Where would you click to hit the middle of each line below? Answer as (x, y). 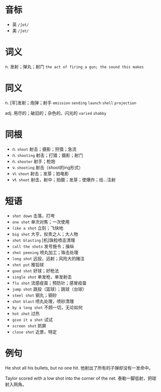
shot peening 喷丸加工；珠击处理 (45, 252)
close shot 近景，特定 (34, 332)
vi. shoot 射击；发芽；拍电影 (40, 174)
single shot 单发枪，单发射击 (42, 277)
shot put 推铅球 (28, 264)
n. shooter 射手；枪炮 (34, 161)
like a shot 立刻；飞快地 (38, 228)
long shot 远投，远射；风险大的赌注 (48, 258)
